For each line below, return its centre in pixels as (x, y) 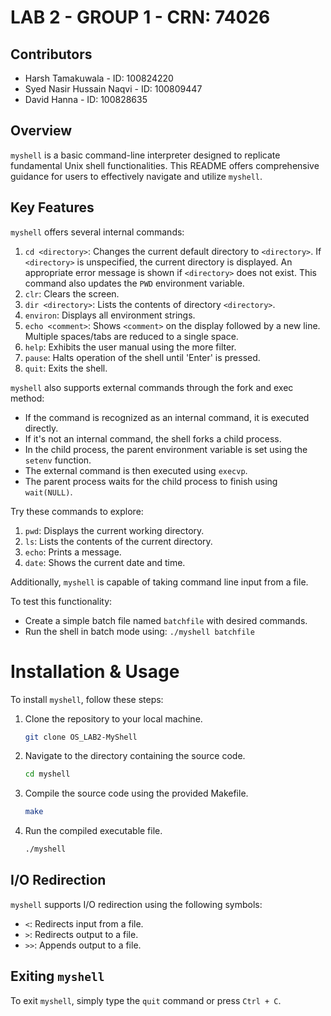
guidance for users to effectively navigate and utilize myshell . (136, 176)
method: (27, 398)
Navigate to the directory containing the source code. (135, 756)
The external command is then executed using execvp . (136, 470)
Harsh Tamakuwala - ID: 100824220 (99, 78)
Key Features (52, 207)
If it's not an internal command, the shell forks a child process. (153, 438)
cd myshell (47, 774)
